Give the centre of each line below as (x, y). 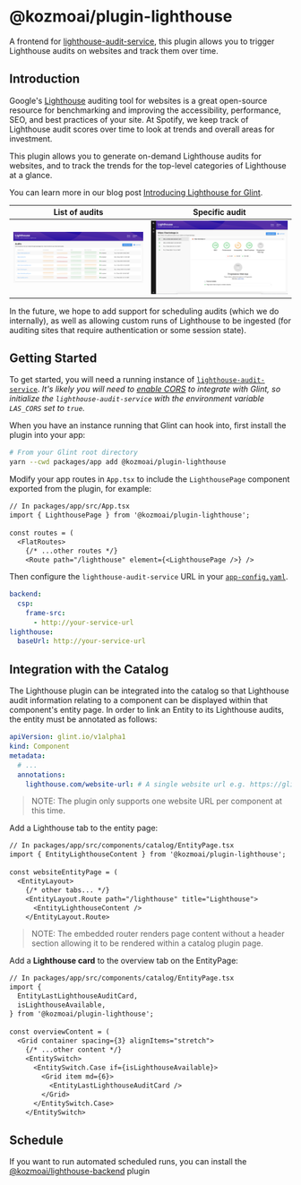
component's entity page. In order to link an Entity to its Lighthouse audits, (147, 710)
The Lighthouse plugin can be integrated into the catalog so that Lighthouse (149, 691)
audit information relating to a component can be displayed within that (138, 700)
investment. (31, 138)
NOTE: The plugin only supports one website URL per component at (156, 801)
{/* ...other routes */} (72, 551)
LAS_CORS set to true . (47, 408)
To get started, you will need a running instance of (102, 380)
